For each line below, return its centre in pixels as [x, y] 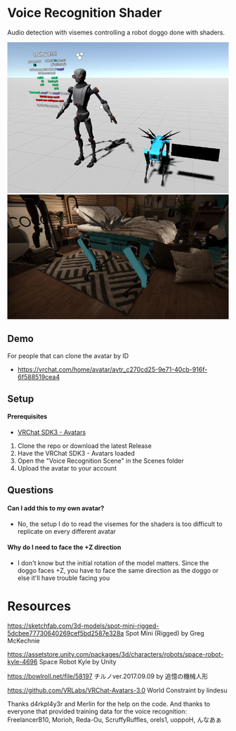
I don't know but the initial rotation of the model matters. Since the [113, 562]
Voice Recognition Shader [85, 13]
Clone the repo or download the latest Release [85, 446]
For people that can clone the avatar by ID [68, 355]
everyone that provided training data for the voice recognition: [97, 711]
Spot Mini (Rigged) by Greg [165, 633]
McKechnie [24, 640]
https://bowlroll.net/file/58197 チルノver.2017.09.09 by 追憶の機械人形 [108, 676]
